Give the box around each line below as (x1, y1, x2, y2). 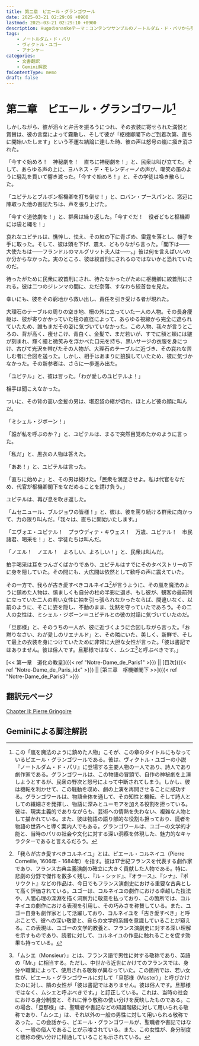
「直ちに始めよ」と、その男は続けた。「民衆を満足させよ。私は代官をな (6, 476, 180, 483)
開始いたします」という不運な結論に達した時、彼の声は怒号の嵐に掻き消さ (11, 138, 193, 145)
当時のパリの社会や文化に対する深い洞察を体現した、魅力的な (30, 830, 181, 837)
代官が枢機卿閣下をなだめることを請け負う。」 (16, 483, 129, 490)
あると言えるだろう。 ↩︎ (40, 838, 98, 845)
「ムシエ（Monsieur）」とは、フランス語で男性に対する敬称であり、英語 (14, 952, 191, 959)
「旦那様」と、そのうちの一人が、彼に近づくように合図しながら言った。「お (6, 624, 191, 631)
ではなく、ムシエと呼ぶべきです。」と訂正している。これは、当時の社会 (14, 989, 188, 996)
